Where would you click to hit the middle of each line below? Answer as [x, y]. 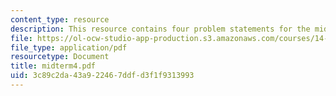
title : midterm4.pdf [53, 66]
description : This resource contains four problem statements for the [160, 29]
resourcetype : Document [60, 57]
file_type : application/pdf [69, 47]
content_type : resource [60, 19]
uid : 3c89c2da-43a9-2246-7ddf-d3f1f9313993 [102, 76]
